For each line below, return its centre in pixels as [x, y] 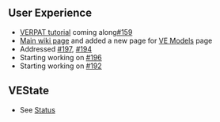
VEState [29, 91]
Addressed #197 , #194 [56, 49]
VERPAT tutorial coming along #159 [76, 32]
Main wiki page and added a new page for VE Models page [116, 40]
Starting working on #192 [61, 66]
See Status [37, 109]
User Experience [50, 13]
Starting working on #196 [61, 57]
